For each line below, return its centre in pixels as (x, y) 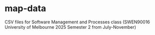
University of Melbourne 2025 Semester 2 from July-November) (70, 27)
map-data (26, 9)
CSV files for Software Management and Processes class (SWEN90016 (77, 22)
